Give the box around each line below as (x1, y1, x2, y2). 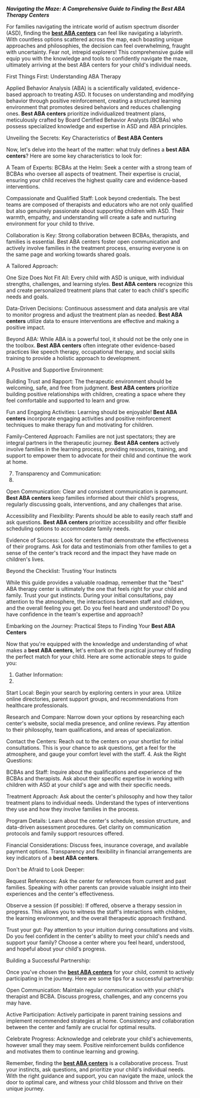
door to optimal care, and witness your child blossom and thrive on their (6, 1079, 183, 1085)
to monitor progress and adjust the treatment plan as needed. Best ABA (6, 311, 183, 318)
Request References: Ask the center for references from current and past (6, 877, 186, 885)
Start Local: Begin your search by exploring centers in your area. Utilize (6, 689, 182, 696)
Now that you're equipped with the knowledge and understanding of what (6, 641, 188, 647)
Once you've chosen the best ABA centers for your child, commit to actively (6, 969, 195, 976)
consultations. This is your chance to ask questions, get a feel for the (6, 744, 176, 751)
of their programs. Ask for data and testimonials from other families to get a (6, 543, 192, 550)
